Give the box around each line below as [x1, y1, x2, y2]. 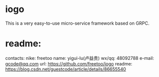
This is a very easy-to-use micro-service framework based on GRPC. [5, 20, 149, 26]
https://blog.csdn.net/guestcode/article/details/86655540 [5, 66, 127, 72]
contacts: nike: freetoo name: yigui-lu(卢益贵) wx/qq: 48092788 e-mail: [5, 55, 154, 61]
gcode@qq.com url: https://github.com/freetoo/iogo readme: [5, 60, 133, 66]
